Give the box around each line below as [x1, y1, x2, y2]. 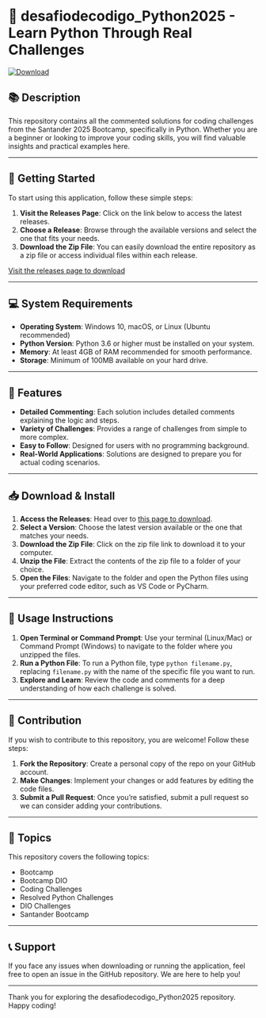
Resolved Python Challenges [19, 893, 114, 902]
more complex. [19, 432, 69, 442]
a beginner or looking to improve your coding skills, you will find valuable [8, 132, 246, 142]
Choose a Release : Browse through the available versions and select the [19, 225, 257, 235]
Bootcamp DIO [19, 876, 68, 886]
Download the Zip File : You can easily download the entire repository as [19, 242, 256, 251]
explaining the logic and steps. [19, 415, 120, 425]
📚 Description [8, 91, 81, 105]
